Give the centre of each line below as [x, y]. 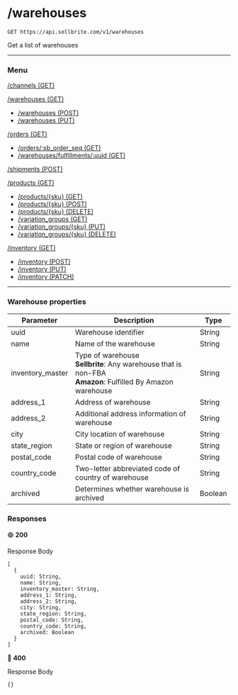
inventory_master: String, [60, 589]
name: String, [41, 582]
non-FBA [90, 373]
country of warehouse [112, 478]
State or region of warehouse [123, 446]
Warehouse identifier [110, 332]
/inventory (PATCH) [46, 277]
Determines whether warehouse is [132, 489]
